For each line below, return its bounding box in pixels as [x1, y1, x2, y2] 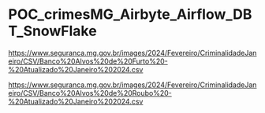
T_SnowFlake [8, 22, 97, 40]
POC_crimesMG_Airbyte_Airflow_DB [8, 5, 252, 24]
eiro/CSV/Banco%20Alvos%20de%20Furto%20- [8, 56, 168, 66]
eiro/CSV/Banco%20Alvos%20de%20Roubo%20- [8, 88, 172, 97]
